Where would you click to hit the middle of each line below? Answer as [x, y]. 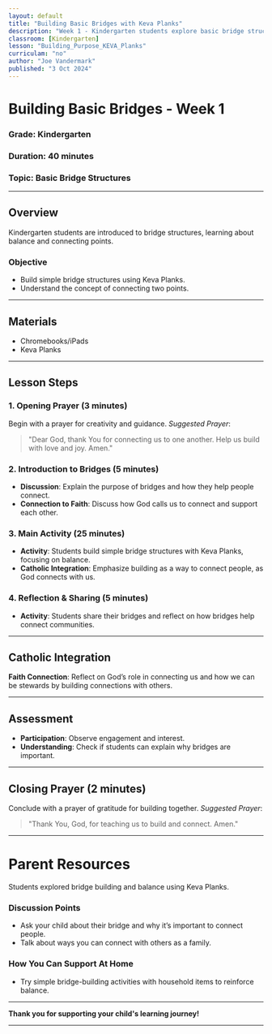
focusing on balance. [55, 560]
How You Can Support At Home [71, 964]
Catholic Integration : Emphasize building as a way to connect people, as [142, 568]
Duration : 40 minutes [51, 156]
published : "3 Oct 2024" [50, 69]
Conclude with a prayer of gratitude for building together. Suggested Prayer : [136, 808]
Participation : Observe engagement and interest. [102, 739]
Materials [33, 321]
